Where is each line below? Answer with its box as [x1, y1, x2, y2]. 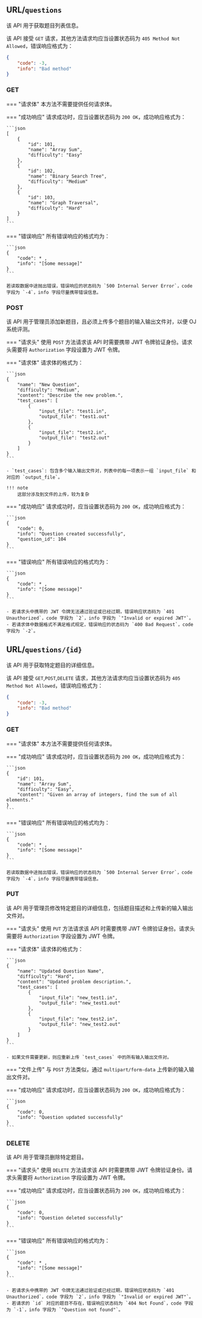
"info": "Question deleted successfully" [17, 1215, 123, 1221]
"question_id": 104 [17, 536, 67, 542]
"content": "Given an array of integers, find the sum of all [17, 791, 178, 797]
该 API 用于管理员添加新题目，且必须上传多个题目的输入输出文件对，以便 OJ [6, 318, 197, 325]
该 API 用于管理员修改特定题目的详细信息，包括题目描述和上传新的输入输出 [6, 904, 194, 912]
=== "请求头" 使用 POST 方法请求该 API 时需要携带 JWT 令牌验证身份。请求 [6, 338, 193, 346]
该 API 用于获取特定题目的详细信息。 [6, 661, 98, 669]
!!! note [6, 485, 29, 491]
